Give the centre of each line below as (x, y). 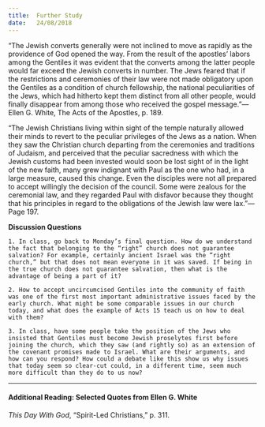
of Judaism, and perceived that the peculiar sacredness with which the (123, 153)
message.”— (228, 104)
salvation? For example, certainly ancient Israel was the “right (119, 255)
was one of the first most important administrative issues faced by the (132, 297)
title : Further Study (45, 15)
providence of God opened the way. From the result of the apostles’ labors (129, 54)
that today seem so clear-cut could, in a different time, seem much (125, 365)
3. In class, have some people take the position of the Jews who (119, 331)
